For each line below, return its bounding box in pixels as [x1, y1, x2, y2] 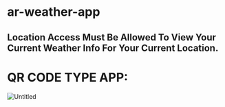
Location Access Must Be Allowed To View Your [7, 32, 217, 43]
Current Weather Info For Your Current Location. [7, 42, 219, 53]
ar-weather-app [7, 4, 100, 20]
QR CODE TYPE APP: [7, 69, 129, 85]
